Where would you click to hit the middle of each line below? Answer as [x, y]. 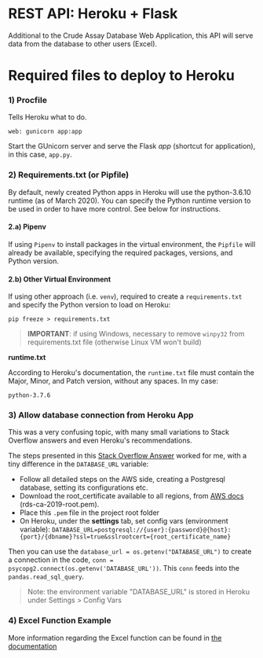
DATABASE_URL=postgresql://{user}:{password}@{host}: [142, 530]
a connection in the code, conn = [61, 560]
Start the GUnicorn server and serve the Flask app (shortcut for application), [132, 146]
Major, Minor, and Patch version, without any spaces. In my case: [113, 381]
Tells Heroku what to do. [48, 117]
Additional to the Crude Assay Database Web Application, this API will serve [131, 35]
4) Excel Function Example [60, 620]
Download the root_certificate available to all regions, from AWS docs [131, 496]
